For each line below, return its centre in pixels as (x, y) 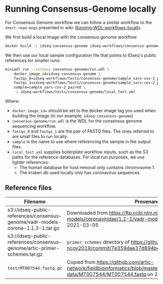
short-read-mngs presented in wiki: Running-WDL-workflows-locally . (73, 27)
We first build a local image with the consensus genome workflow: (72, 37)
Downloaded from (88, 213)
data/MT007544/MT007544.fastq (107, 274)
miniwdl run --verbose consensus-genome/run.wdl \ (57, 69)
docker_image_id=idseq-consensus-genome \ (57, 74)
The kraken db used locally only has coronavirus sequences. (80, 173)
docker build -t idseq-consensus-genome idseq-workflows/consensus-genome (82, 46)
